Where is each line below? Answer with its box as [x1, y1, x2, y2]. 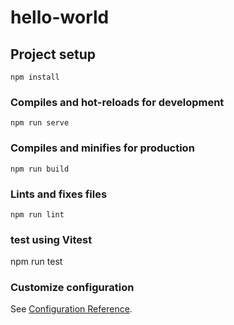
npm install [10, 72, 60, 82]
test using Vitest [10, 232, 93, 246]
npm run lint [10, 209, 65, 220]
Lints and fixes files [10, 187, 108, 201]
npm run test [10, 256, 63, 268]
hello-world [10, 6, 110, 29]
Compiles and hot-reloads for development [10, 95, 225, 109]
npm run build [10, 164, 70, 174]
